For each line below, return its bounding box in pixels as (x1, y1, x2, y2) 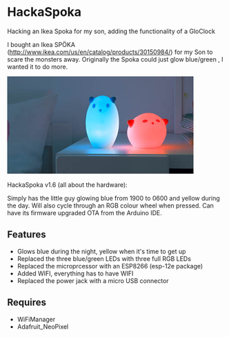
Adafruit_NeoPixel (17, 322, 69, 331)
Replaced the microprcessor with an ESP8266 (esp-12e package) (17, 262, 203, 270)
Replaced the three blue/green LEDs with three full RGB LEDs (17, 254, 192, 263)
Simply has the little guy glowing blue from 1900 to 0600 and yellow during (7, 194, 221, 202)
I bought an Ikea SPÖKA (7, 40, 76, 48)
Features (7, 229, 46, 241)
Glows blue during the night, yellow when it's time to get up (17, 247, 186, 255)
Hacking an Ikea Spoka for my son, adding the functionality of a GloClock (7, 27, 216, 35)
